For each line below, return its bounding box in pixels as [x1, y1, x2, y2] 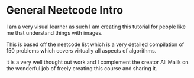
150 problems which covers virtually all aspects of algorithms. [6, 47, 157, 54]
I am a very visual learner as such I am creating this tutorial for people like [6, 23, 186, 30]
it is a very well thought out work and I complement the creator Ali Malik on [6, 58, 189, 66]
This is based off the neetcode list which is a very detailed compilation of [6, 41, 185, 48]
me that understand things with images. [6, 29, 103, 36]
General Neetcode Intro [6, 4, 124, 17]
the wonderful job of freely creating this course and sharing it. [6, 64, 158, 71]
